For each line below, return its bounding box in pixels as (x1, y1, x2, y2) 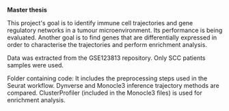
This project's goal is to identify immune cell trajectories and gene (7, 19, 193, 27)
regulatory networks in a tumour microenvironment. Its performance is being (7, 27, 223, 34)
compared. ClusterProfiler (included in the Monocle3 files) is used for (7, 89, 203, 97)
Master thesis (7, 6, 48, 14)
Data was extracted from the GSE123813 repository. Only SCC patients (7, 54, 206, 62)
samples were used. (7, 61, 64, 69)
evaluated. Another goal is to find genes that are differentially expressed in (7, 33, 217, 42)
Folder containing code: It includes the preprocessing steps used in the (7, 74, 208, 82)
